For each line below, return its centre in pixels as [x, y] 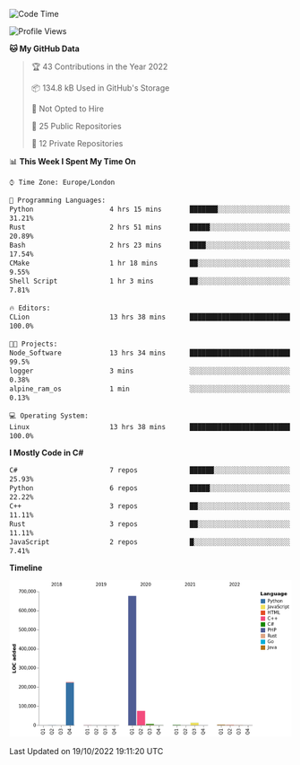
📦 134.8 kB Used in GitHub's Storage [100, 88]
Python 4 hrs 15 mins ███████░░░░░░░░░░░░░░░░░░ [150, 209]
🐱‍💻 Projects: [34, 344]
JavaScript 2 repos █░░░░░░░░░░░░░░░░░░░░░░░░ [150, 542]
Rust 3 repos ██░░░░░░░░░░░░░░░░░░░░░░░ [150, 524]
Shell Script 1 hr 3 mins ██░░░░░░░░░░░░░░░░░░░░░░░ [150, 281]
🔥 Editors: [30, 308]
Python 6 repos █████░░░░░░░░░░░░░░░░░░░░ [150, 488]
